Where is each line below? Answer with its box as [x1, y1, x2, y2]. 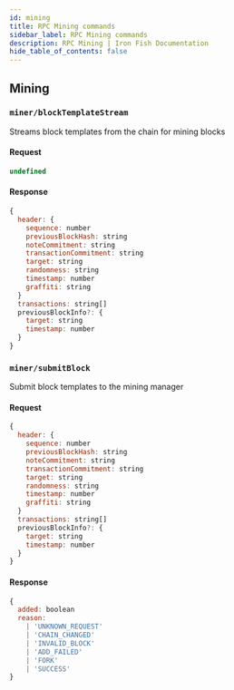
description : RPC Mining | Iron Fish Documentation [9, 38, 209, 48]
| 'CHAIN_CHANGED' [25, 631, 95, 640]
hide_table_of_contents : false [9, 47, 128, 56]
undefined [9, 167, 47, 177]
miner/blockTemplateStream [9, 108, 129, 118]
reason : [17, 614, 47, 623]
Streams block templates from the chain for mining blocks [9, 126, 226, 137]
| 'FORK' [25, 656, 59, 665]
